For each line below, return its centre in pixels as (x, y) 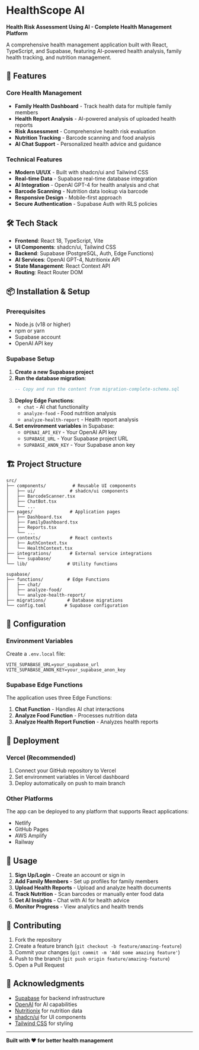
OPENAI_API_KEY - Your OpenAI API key (70, 432)
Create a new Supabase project (54, 372)
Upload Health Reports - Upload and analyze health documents (93, 888)
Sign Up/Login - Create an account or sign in (70, 875)
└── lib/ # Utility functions (62, 564)
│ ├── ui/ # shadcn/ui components (67, 491)
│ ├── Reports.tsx (32, 528)
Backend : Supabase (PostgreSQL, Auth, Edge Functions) (84, 253)
